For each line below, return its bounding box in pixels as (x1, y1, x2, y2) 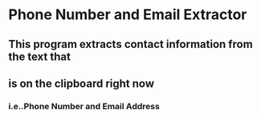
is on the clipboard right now (8, 77, 155, 90)
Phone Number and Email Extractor (8, 6, 247, 24)
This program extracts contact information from (8, 37, 253, 51)
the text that (8, 49, 71, 63)
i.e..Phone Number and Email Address (8, 100, 161, 112)
